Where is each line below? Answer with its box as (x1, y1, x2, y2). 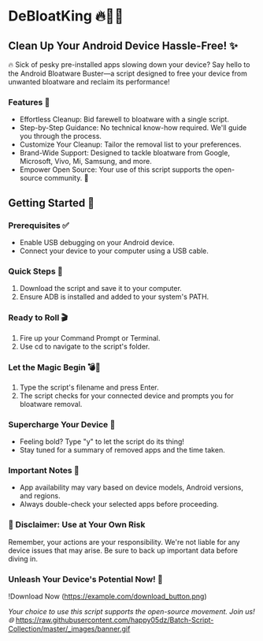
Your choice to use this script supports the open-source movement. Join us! (8, 607, 255, 617)
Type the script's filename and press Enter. (19, 382, 159, 392)
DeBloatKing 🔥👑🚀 (8, 7, 124, 25)
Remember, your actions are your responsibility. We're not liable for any (8, 537, 240, 546)
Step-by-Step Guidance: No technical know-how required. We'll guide (19, 123, 247, 132)
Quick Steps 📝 (8, 266, 63, 277)
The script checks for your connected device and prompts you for (19, 390, 234, 401)
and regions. (19, 491, 61, 501)
